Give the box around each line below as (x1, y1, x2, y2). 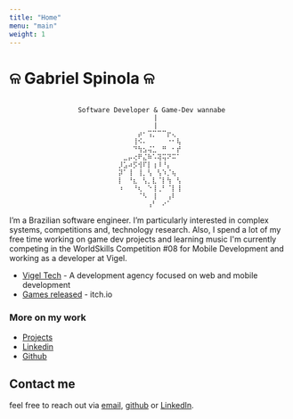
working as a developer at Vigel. (9, 253, 127, 264)
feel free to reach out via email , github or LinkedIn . (9, 400, 194, 411)
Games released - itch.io (21, 289, 113, 300)
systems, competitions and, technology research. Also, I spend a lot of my (9, 225, 281, 235)
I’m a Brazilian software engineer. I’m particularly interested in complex (9, 215, 269, 226)
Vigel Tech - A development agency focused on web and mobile (21, 270, 258, 281)
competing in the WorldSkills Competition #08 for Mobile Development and (9, 243, 285, 254)
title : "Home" (9, 12, 62, 22)
